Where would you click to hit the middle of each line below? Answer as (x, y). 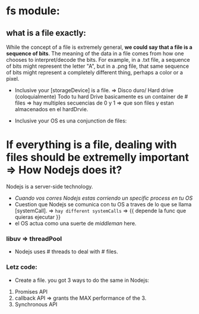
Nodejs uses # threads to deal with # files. (66, 252)
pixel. (13, 79)
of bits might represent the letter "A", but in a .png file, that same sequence (97, 66)
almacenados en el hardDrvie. (51, 109)
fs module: (33, 11)
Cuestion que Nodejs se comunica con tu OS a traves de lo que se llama (103, 204)
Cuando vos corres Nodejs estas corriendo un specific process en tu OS (104, 198)
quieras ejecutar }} (38, 217)
